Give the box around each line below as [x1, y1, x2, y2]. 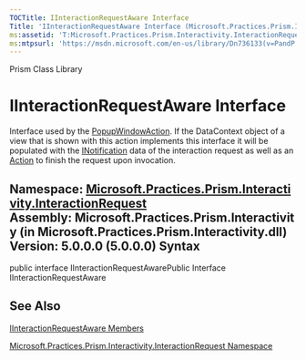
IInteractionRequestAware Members [9, 323, 144, 334]
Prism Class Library [9, 64, 83, 75]
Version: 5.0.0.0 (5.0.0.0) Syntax [9, 238, 200, 253]
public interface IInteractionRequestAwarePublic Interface [9, 262, 226, 273]
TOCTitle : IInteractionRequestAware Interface [9, 13, 189, 23]
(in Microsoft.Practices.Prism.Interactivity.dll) [19, 224, 288, 240]
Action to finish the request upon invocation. [9, 155, 176, 166]
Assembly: [9, 210, 73, 225]
